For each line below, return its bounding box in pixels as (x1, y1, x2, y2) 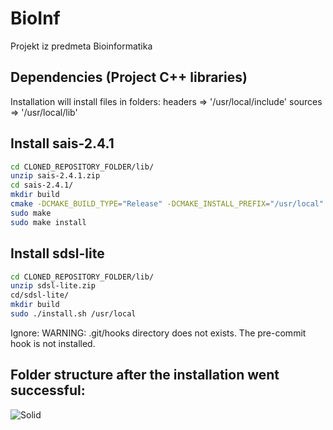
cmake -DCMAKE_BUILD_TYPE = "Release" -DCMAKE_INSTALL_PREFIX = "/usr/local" (10, 199, 325, 209)
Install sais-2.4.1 (10, 135, 115, 152)
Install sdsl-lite (10, 245, 105, 262)
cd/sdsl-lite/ (10, 290, 70, 301)
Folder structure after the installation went (10, 367, 280, 384)
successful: (10, 382, 86, 399)
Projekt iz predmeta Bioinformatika (10, 40, 153, 52)
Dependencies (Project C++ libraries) (10, 69, 248, 86)
